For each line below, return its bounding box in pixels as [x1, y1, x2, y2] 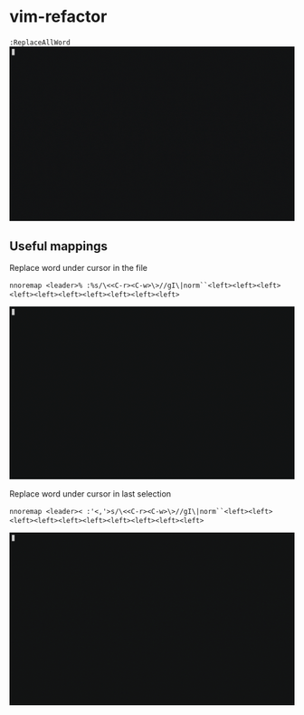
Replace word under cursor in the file [9, 263, 147, 274]
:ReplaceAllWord [9, 38, 71, 47]
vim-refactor [9, 6, 108, 27]
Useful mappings [9, 238, 109, 254]
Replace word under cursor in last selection [9, 488, 172, 499]
